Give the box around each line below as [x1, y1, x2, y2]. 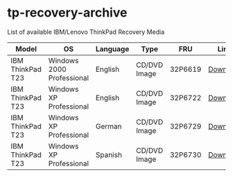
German [95, 121, 122, 131]
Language [95, 44, 130, 53]
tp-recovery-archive [7, 5, 128, 21]
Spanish [95, 150, 123, 160]
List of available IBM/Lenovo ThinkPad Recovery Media [7, 28, 165, 36]
